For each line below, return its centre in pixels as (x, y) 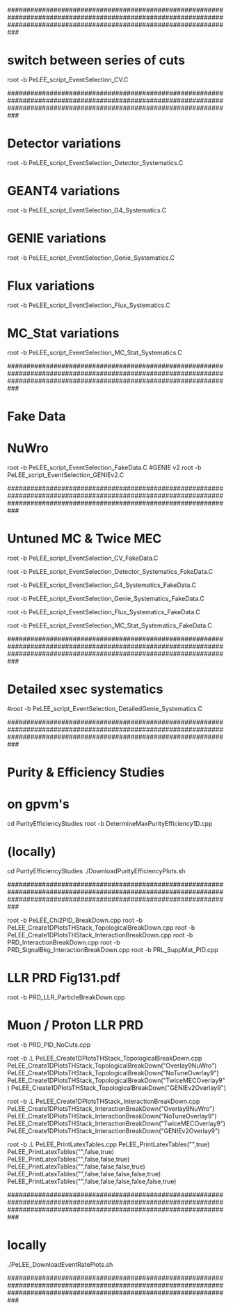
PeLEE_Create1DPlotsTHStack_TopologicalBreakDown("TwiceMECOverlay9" (116, 1080)
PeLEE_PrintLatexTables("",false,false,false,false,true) (84, 1173)
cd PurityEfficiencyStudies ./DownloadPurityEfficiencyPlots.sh (96, 871)
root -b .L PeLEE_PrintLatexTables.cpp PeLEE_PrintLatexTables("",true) (109, 1144)
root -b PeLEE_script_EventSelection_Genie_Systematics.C (91, 258)
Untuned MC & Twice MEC (85, 538)
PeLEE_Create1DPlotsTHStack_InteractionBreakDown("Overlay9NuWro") (111, 1108)
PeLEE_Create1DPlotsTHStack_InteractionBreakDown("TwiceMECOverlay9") (116, 1123)
